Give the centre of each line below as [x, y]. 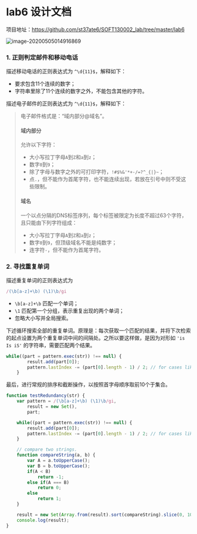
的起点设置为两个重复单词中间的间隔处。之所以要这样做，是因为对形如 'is [96, 337]
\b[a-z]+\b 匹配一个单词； [47, 303]
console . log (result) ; [43, 520]
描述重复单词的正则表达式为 [40, 280]
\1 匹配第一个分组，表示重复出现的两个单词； [69, 310]
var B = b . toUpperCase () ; [59, 466]
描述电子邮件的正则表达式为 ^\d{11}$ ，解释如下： [66, 104]
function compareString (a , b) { [56, 455]
